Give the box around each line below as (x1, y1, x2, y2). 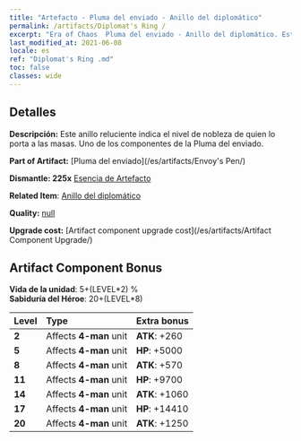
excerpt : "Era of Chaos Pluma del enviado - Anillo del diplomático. (9, 30, 279, 39)
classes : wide (9, 72, 63, 81)
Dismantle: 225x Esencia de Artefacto (9, 172, 151, 184)
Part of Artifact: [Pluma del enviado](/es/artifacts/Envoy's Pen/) (9, 155, 246, 166)
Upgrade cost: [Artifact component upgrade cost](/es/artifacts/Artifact (9, 225, 271, 236)
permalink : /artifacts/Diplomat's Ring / (9, 22, 167, 30)
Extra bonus (135, 315, 190, 327)
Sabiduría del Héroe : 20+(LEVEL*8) (9, 293, 143, 305)
